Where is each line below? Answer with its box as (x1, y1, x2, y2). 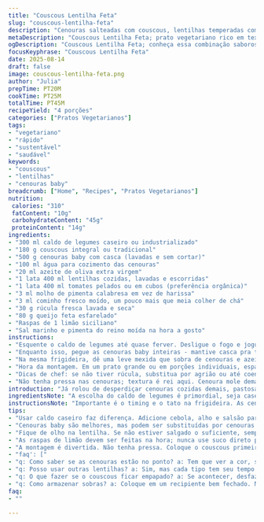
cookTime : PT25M (8, 92, 61, 100)
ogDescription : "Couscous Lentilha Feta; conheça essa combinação (8, 41, 230, 49)
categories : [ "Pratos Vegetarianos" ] (8, 114, 132, 122)
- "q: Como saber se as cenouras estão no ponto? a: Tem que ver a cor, (8, 458, 251, 466)
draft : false (8, 63, 51, 71)
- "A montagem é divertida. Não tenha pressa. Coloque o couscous (8, 443, 230, 451)
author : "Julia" (8, 77, 61, 85)
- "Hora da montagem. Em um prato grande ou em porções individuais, (8, 363, 241, 371)
